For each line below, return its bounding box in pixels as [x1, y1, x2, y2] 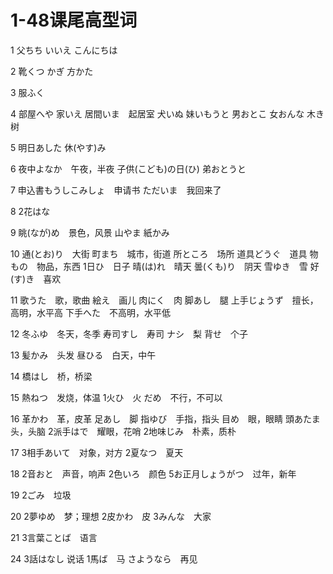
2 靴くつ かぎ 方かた [10, 65, 94, 77]
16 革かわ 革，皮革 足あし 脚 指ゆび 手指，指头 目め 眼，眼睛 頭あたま [10, 412, 321, 425]
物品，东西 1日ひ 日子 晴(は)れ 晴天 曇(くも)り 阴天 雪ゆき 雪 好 [36, 260, 320, 272]
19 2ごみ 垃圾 [10, 489, 72, 501]
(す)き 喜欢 [10, 272, 62, 285]
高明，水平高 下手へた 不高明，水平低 [10, 306, 171, 318]
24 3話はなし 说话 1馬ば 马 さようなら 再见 [10, 552, 198, 565]
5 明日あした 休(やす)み [10, 141, 107, 153]
